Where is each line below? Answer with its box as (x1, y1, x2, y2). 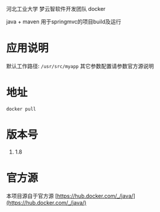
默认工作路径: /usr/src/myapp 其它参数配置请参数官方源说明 (6, 62, 155, 69)
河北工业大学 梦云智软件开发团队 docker (6, 5, 106, 12)
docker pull (6, 106, 36, 112)
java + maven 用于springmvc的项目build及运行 (6, 18, 122, 25)
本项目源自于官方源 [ (6, 192, 58, 199)
